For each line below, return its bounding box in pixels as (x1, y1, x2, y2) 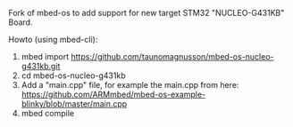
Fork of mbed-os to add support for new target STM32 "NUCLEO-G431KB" (8, 8, 285, 18)
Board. (8, 17, 33, 28)
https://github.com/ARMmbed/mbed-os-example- (21, 89, 206, 99)
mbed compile (21, 108, 75, 118)
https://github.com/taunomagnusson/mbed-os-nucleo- (70, 52, 274, 61)
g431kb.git (21, 61, 61, 71)
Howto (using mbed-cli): (8, 35, 98, 44)
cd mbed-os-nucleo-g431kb (21, 70, 126, 81)
